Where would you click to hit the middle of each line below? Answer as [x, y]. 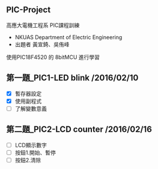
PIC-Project [29, 10]
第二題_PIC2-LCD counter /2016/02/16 [79, 130]
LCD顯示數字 [31, 145]
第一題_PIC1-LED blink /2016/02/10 [72, 78]
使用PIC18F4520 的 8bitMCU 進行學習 [53, 57]
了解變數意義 [31, 108]
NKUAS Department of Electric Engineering [68, 37]
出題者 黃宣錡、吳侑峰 [42, 44]
